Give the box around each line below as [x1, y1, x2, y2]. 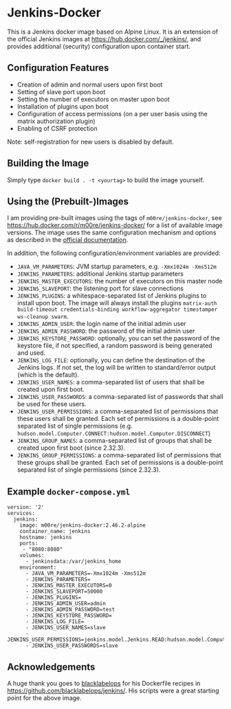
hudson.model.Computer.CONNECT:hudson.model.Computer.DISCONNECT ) [16, 429, 211, 437]
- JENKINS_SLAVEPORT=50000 [25, 588, 103, 596]
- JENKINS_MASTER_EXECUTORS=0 [25, 582, 112, 589]
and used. [16, 349, 46, 357]
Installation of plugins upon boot [16, 102, 109, 111]
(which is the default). [16, 371, 80, 379]
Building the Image [7, 157, 89, 169]
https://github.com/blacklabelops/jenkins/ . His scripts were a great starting [7, 686, 219, 695]
